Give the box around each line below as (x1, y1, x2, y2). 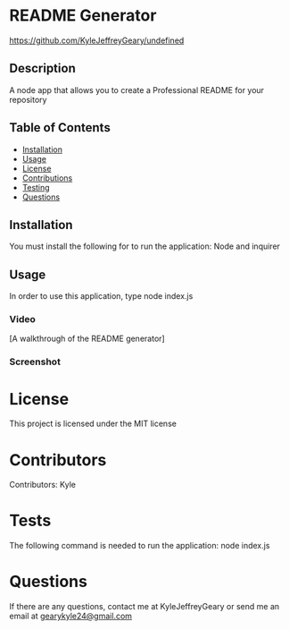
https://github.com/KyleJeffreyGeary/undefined (9, 35, 185, 46)
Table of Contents (9, 120, 111, 135)
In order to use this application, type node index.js (9, 291, 194, 302)
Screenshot (9, 355, 61, 368)
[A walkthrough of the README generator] (9, 333, 165, 345)
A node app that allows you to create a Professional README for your (9, 84, 265, 95)
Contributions (21, 172, 73, 183)
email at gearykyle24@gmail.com (9, 610, 132, 622)
